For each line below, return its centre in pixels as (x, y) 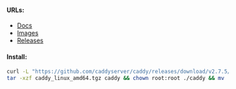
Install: (17, 57)
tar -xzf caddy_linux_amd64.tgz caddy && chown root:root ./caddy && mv (116, 78)
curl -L (18, 72)
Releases (30, 41)
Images (27, 33)
